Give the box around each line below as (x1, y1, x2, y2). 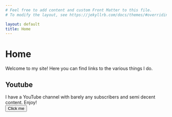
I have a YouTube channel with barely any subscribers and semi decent (5, 94, 156, 100)
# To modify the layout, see (5, 12, 68, 17)
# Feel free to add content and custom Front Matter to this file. (5, 7, 153, 13)
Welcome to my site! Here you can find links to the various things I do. (5, 65, 153, 72)
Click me (8, 106, 25, 111)
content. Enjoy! (5, 100, 37, 105)
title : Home (5, 26, 31, 31)
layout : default (5, 22, 40, 27)
